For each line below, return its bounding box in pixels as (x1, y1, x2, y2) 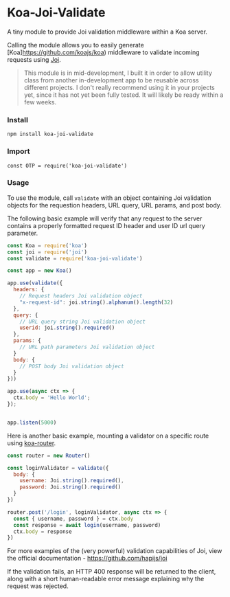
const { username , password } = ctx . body (13, 515, 134, 522)
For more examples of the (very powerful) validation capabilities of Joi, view (7, 547, 222, 555)
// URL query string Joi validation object (19, 318, 146, 325)
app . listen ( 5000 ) (7, 419, 57, 426)
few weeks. (23, 98, 57, 106)
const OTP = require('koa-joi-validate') (7, 162, 128, 169)
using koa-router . (7, 438, 56, 447)
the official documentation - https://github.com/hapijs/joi (7, 554, 168, 563)
